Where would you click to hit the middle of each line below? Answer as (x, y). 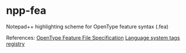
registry (15, 44)
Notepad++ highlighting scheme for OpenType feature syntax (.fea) (87, 26)
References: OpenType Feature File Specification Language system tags (93, 37)
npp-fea (26, 11)
